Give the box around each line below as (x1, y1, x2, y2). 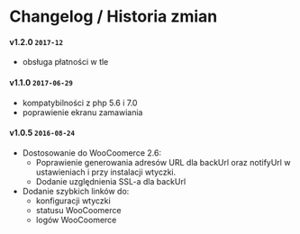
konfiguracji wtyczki (35, 195, 111, 206)
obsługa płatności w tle (22, 57, 109, 67)
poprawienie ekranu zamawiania (22, 106, 143, 118)
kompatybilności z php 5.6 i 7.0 (22, 97, 138, 108)
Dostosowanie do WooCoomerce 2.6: (22, 147, 162, 158)
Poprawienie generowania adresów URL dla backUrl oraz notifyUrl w (35, 157, 291, 167)
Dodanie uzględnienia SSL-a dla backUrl (35, 175, 186, 186)
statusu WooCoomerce (35, 204, 122, 215)
